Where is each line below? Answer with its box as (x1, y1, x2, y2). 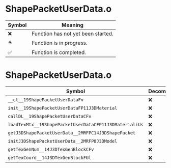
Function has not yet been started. (31, 30, 113, 37)
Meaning (62, 21, 84, 29)
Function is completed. (31, 49, 87, 56)
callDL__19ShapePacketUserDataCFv (8, 113, 92, 119)
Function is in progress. (31, 39, 88, 46)
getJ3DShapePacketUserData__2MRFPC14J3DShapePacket (8, 130, 136, 135)
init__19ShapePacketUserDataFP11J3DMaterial (8, 105, 118, 111)
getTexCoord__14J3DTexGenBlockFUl (8, 155, 92, 160)
